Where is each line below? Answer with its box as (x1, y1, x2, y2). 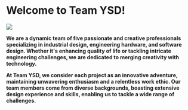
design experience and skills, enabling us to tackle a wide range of (6, 90, 175, 97)
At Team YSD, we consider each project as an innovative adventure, (6, 71, 178, 78)
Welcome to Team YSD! (6, 4, 125, 17)
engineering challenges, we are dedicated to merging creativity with (6, 53, 180, 60)
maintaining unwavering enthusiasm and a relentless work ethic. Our (6, 78, 181, 85)
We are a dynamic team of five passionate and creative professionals (6, 34, 181, 42)
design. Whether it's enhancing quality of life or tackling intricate (6, 47, 172, 54)
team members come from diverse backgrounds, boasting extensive (6, 84, 180, 91)
